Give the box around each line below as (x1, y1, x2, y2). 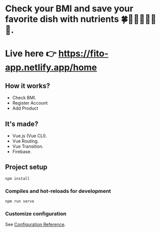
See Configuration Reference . (5, 222, 66, 228)
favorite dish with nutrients (5, 13, 119, 25)
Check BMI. (12, 95, 36, 101)
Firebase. (12, 149, 32, 154)
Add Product (12, 105, 39, 112)
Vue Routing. (12, 138, 39, 144)
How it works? (5, 81, 51, 90)
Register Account (12, 100, 48, 106)
